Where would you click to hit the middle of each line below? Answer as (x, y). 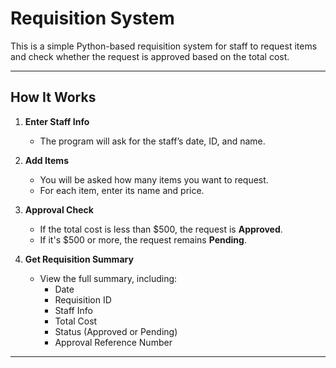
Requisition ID (83, 299)
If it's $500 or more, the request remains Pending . (143, 239)
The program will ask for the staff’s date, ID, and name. (152, 141)
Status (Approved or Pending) (116, 331)
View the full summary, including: (108, 278)
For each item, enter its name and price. (122, 190)
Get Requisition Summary (79, 259)
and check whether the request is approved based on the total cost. (150, 56)
